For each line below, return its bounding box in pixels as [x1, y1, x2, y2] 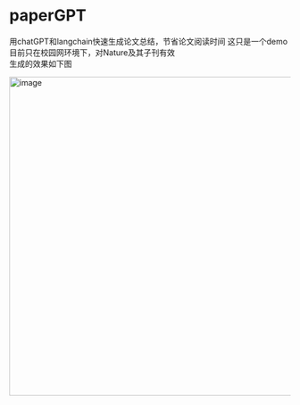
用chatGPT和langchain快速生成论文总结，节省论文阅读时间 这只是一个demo [9, 36, 288, 46]
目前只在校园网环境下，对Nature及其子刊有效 [9, 46, 176, 58]
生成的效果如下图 [9, 58, 72, 69]
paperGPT [9, 5, 87, 26]
